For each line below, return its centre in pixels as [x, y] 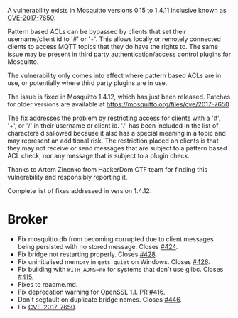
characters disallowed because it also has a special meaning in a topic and [117, 133]
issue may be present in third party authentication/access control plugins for [119, 54]
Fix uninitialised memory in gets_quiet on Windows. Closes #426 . [114, 261]
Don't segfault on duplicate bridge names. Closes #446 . [100, 299]
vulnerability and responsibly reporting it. [67, 177]
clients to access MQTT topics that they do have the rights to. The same [113, 46]
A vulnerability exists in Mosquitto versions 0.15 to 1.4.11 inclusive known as [117, 10]
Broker [28, 220]
